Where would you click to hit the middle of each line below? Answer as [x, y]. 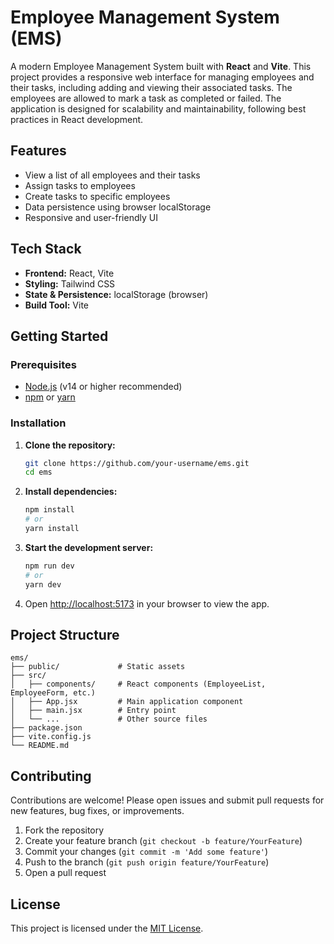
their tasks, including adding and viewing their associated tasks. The [151, 87]
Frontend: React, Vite [69, 273]
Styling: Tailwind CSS [70, 283]
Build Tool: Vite [56, 305]
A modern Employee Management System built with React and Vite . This [161, 66]
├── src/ [28, 676]
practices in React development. [77, 119]
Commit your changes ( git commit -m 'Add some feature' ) [146, 852]
